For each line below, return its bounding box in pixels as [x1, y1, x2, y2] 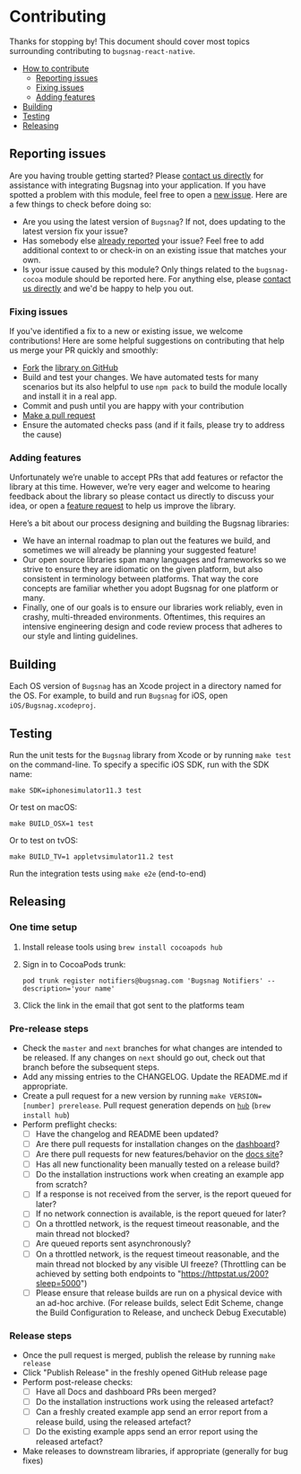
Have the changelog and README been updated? [35, 1128, 219, 1139]
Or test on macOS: [9, 801, 78, 812]
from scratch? [35, 1179, 88, 1190]
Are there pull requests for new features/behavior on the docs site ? [35, 1149, 284, 1160]
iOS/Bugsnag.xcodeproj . [9, 700, 97, 711]
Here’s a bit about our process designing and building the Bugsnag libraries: [9, 518, 289, 529]
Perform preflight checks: [21, 1118, 117, 1129]
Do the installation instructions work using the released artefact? [35, 1397, 274, 1407]
